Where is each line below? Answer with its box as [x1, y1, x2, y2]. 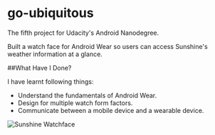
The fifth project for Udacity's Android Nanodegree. [7, 28, 159, 37]
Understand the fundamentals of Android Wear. [17, 91, 157, 99]
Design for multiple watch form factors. [17, 98, 133, 107]
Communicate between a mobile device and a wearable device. [17, 106, 204, 114]
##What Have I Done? [7, 63, 72, 72]
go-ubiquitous [7, 5, 94, 21]
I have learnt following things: [7, 77, 94, 86]
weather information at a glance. [7, 50, 103, 58]
